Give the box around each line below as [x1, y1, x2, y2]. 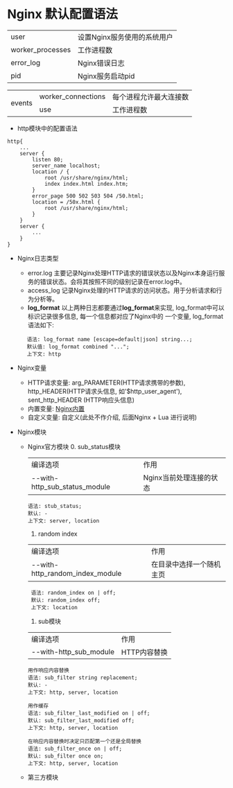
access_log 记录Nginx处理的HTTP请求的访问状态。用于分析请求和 [27, 286, 216, 295]
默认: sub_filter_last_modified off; [27, 717, 135, 724]
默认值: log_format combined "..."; [26, 343, 130, 350]
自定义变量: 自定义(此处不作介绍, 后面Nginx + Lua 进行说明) [27, 413, 198, 421]
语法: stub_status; [27, 502, 82, 509]
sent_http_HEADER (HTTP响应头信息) [27, 396, 135, 404]
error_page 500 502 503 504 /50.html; [32, 192, 144, 200]
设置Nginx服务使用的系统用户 [77, 32, 173, 42]
